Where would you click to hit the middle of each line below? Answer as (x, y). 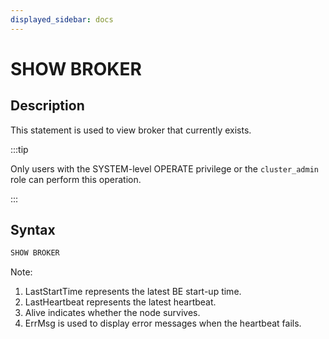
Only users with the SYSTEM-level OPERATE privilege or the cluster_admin (165, 168)
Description (47, 106)
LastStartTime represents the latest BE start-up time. (133, 292)
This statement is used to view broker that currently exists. (131, 130)
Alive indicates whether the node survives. (112, 313)
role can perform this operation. (76, 179)
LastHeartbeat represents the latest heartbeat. (120, 302)
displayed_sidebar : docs (62, 19)
